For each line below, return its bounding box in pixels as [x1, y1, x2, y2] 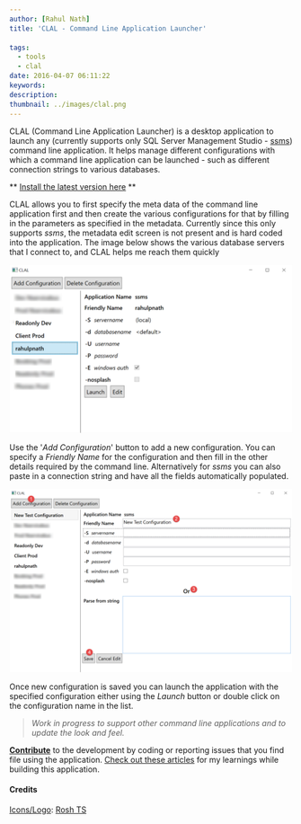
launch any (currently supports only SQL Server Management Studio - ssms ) [9, 135, 293, 146]
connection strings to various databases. [9, 164, 161, 174]
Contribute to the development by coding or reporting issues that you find [9, 744, 285, 755]
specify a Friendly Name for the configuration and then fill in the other [9, 451, 269, 462]
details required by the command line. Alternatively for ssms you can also [9, 461, 281, 472]
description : [9, 90, 58, 99]
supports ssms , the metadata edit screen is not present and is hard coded [9, 227, 283, 238]
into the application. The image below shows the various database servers [9, 236, 285, 247]
